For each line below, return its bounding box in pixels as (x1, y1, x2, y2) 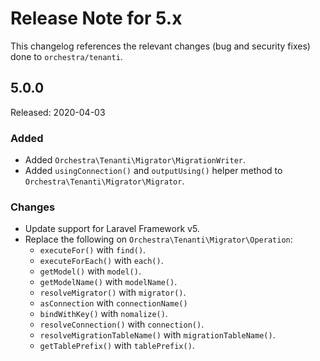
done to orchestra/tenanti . (10, 50, 123, 62)
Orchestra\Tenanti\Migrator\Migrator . (24, 175, 185, 187)
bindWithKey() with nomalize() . (39, 308, 168, 320)
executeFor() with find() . (39, 244, 147, 256)
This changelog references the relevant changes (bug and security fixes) (10, 40, 311, 52)
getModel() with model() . (39, 265, 142, 277)
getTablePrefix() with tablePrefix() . (39, 340, 195, 352)
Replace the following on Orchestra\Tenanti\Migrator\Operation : (24, 233, 293, 246)
